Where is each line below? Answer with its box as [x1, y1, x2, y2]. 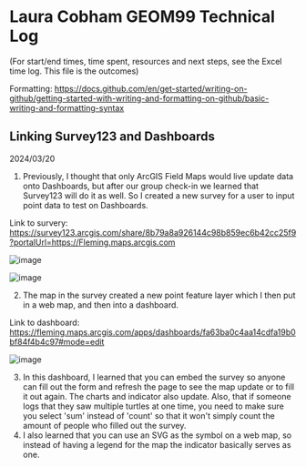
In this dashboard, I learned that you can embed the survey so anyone [22, 371, 286, 382]
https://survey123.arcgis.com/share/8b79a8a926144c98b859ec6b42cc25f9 [9, 227, 297, 238]
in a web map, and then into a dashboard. [22, 299, 179, 310]
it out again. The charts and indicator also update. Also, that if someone [22, 391, 291, 401]
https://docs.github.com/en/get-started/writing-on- [54, 83, 248, 94]
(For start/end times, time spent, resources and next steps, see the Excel [9, 56, 282, 66]
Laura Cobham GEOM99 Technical [9, 6, 276, 27]
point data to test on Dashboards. [22, 199, 148, 210]
